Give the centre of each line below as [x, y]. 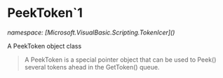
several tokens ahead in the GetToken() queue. [92, 67]
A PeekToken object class [45, 46]
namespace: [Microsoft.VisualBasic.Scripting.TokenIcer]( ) [91, 32]
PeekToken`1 [45, 13]
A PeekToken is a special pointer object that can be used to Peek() [120, 59]
